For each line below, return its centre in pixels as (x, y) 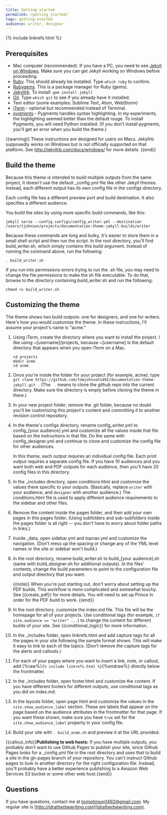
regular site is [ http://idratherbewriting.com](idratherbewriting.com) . (76, 807)
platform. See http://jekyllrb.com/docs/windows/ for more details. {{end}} (81, 150)
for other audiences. (34, 446)
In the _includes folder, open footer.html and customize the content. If (84, 681)
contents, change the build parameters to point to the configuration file (85, 569)
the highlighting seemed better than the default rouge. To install (78, 119)
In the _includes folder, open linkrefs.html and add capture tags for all (84, 635)
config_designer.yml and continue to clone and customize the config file (87, 441)
